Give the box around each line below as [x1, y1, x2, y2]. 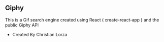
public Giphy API [5, 22, 39, 28]
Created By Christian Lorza [12, 31, 67, 37]
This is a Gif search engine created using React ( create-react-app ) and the [5, 17, 159, 22]
